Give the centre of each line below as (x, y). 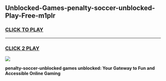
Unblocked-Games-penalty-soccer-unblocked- (80, 8)
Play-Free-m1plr (30, 16)
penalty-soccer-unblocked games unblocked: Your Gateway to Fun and (80, 68)
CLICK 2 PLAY (22, 48)
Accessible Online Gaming (33, 73)
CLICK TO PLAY (24, 30)
